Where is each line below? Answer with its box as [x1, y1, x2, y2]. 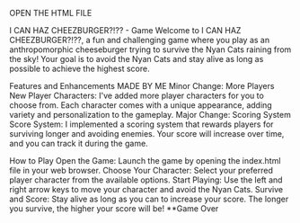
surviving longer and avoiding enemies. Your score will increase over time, [9, 129, 285, 138]
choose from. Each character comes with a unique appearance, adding [9, 100, 272, 111]
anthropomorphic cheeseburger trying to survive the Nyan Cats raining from [9, 44, 292, 55]
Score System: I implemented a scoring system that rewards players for [9, 119, 274, 129]
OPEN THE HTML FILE [9, 8, 93, 18]
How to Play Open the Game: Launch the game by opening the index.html [9, 156, 281, 165]
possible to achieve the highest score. [9, 63, 150, 74]
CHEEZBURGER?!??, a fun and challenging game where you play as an [9, 35, 270, 45]
